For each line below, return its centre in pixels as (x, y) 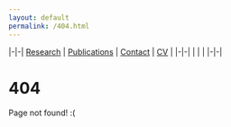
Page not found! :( (42, 113)
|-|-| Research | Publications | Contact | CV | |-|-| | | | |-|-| (115, 51)
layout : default (39, 18)
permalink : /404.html (49, 26)
